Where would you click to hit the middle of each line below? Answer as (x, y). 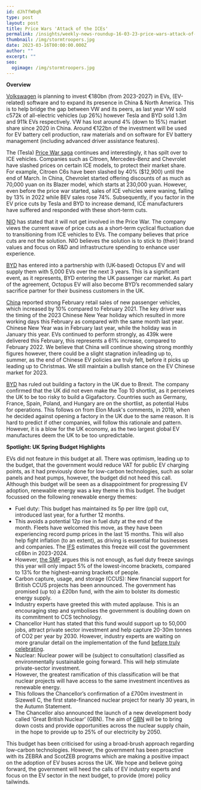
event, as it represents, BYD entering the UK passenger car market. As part (99, 278)
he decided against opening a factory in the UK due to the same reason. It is (100, 416)
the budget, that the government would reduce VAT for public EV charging (98, 465)
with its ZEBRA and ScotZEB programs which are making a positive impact (98, 756)
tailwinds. (18, 782)
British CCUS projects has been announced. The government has (95, 585)
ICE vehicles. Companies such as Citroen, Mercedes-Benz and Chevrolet (96, 159)
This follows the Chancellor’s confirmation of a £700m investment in (99, 694)
